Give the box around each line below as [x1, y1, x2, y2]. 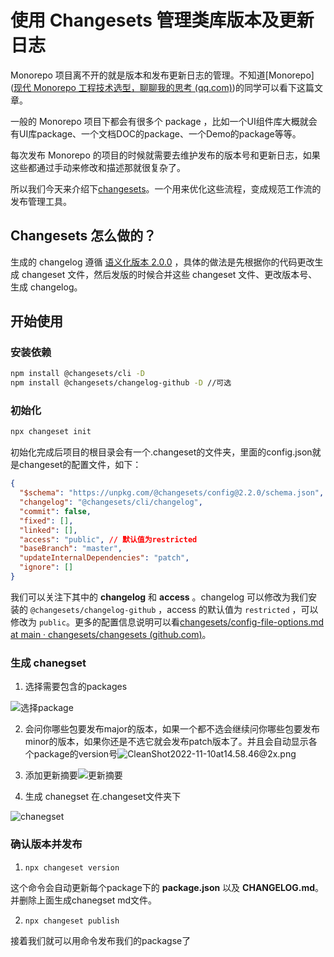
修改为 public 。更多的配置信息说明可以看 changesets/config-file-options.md [10, 616, 325, 628]
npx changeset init [10, 427, 92, 437]
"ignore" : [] [19, 562, 74, 573]
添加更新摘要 [24, 769, 78, 781]
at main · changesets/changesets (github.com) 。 [10, 628, 212, 640]
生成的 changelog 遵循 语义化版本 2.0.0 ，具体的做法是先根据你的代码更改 [10, 256, 315, 268]
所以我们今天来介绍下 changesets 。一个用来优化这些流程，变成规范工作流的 [10, 182, 322, 195]
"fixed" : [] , [19, 516, 74, 526]
